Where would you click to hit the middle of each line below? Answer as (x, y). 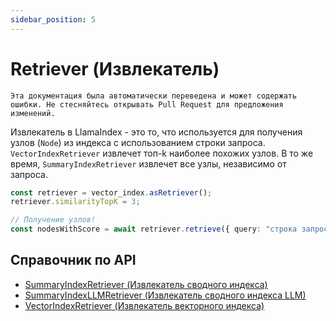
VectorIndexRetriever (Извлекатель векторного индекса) (144, 305)
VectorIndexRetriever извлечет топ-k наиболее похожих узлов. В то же (162, 153)
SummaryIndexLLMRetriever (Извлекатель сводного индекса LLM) (165, 295)
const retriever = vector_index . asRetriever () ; (111, 192)
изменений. (33, 113)
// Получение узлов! (53, 220)
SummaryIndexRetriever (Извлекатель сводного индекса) (146, 284)
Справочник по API (73, 260)
